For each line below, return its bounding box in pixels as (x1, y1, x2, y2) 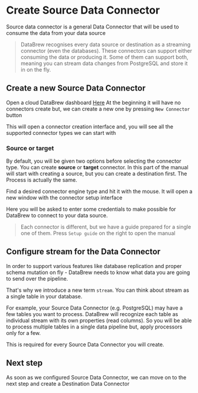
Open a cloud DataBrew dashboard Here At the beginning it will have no (6, 99, 181, 106)
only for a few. (6, 329, 41, 336)
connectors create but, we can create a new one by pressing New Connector (6, 105, 190, 112)
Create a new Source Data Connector (6, 83, 146, 94)
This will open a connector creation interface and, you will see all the (6, 123, 174, 130)
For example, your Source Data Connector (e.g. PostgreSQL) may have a (6, 304, 183, 311)
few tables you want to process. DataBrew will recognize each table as (6, 310, 178, 317)
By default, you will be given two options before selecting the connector (6, 157, 181, 165)
